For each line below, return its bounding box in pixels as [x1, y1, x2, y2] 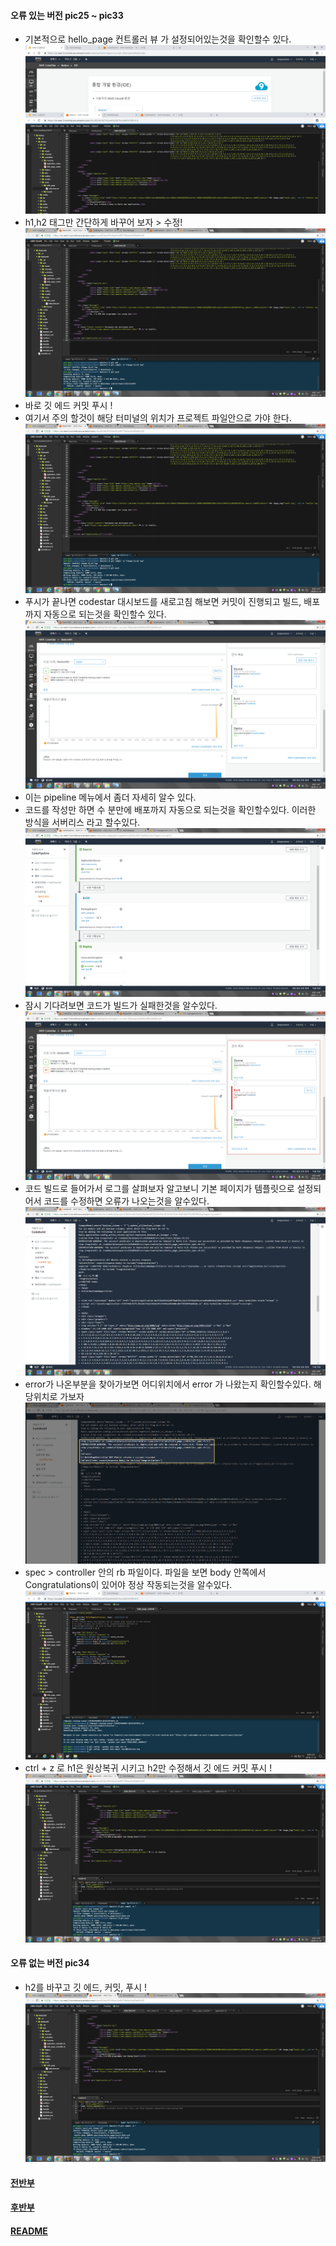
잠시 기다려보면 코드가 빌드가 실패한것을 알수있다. [24, 999, 218, 1011]
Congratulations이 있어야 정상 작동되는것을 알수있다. [24, 1578, 233, 1590]
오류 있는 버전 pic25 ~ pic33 [10, 9, 124, 21]
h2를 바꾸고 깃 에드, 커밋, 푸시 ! [24, 1981, 148, 1994]
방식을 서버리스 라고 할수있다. [24, 816, 141, 828]
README [10, 2225, 48, 2237]
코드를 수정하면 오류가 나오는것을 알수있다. [43, 1195, 210, 1207]
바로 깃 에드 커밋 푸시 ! [24, 400, 113, 412]
